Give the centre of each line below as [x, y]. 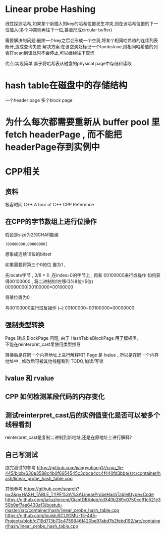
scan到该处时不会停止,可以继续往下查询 [54, 53]
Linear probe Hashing [50, 9]
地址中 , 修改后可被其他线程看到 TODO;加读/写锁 [55, 361]
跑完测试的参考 [20, 468]
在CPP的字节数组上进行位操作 [51, 222]
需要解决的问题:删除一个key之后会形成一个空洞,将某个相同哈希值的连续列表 [82, 40]
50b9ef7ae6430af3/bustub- [34, 505]
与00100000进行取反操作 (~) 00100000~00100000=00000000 [70, 308]
